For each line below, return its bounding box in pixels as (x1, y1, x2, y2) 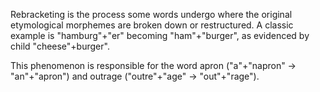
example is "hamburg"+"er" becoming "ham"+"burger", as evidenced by (10, 30, 310, 41)
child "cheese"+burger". (10, 40, 110, 52)
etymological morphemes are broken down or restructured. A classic (10, 19, 294, 31)
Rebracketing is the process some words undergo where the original (10, 9, 293, 20)
